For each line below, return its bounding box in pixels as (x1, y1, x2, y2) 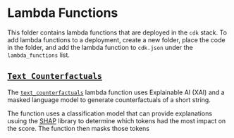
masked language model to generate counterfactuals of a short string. (7, 95, 211, 103)
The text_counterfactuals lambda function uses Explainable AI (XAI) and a (7, 88, 225, 96)
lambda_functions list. (7, 51, 70, 59)
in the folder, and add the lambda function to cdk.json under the (7, 43, 194, 51)
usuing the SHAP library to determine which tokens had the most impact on (7, 116, 226, 125)
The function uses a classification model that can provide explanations (7, 109, 213, 118)
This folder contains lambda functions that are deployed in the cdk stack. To (7, 28, 228, 37)
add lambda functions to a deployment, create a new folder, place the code (7, 35, 226, 44)
